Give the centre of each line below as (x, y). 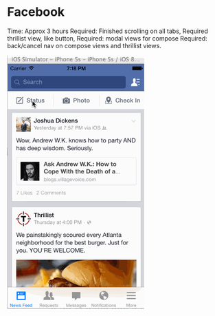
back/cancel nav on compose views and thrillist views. (84, 45)
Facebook (36, 12)
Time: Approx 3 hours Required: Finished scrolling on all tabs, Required (107, 31)
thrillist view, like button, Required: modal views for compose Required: (107, 38)
